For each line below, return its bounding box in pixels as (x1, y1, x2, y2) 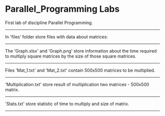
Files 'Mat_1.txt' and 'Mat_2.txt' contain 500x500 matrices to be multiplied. (5, 67, 156, 73)
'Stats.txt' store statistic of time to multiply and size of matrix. (5, 101, 129, 107)
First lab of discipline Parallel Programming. (5, 20, 93, 26)
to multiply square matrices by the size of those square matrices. (5, 53, 137, 59)
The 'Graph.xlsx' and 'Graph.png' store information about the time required (5, 48, 157, 54)
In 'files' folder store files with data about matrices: (5, 33, 108, 40)
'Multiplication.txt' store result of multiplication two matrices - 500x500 (5, 81, 150, 87)
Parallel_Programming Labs (5, 3, 120, 15)
